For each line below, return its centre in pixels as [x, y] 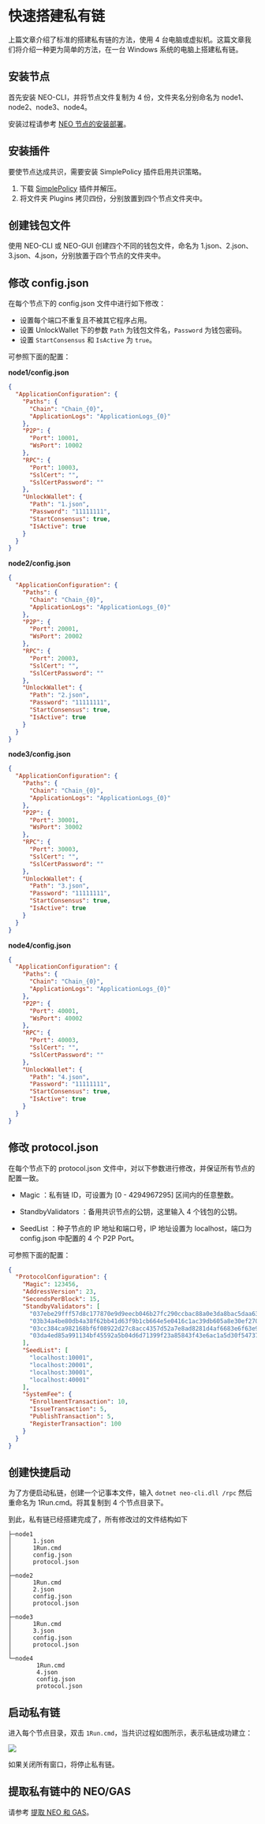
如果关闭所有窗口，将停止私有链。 [63, 1764]
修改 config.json [49, 283]
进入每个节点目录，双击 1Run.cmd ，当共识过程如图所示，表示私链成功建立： [131, 1733]
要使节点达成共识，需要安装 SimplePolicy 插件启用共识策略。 [107, 171]
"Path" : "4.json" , [59, 1077]
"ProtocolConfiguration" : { [62, 1277]
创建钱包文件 [39, 225]
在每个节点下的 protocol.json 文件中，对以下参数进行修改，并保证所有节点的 [131, 1168]
